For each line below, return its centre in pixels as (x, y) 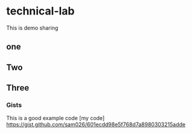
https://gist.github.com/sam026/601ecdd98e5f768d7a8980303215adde (96, 124)
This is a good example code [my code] (56, 118)
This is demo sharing (32, 28)
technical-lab (40, 11)
